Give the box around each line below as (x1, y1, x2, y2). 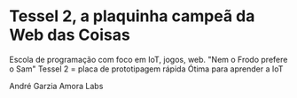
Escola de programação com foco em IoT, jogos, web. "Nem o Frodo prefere (9, 54, 288, 64)
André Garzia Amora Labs (9, 80, 104, 91)
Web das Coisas (9, 25, 130, 45)
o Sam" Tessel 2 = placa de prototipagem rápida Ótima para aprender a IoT (9, 64, 284, 74)
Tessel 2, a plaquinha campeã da (9, 6, 255, 26)
